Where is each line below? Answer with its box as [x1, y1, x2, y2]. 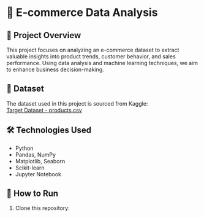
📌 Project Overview [6, 30, 81, 41]
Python [15, 144, 34, 152]
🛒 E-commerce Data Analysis [6, 6, 158, 20]
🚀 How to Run [6, 189, 59, 199]
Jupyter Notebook [15, 170, 61, 177]
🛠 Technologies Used [6, 125, 92, 136]
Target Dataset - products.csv [6, 106, 83, 114]
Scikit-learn [15, 164, 45, 171]
